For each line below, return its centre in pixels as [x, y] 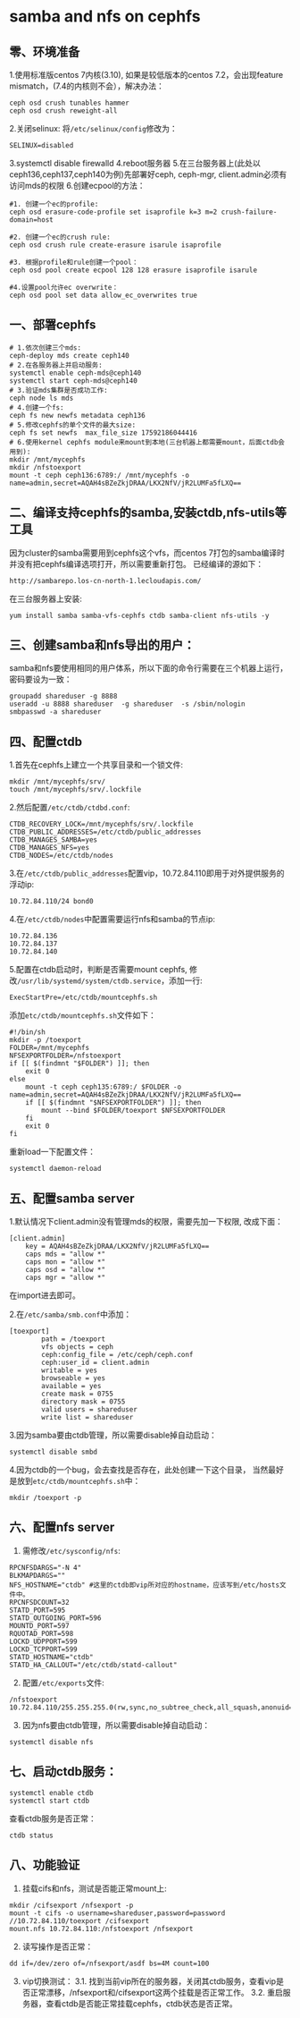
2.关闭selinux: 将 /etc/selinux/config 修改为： [94, 128]
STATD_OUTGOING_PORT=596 [55, 1618]
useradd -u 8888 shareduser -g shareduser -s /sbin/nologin [127, 704]
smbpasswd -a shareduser [55, 712]
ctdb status [31, 1836]
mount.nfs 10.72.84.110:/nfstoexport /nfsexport [101, 1929]
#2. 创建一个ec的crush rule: [60, 237]
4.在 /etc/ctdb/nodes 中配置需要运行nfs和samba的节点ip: [112, 920]
